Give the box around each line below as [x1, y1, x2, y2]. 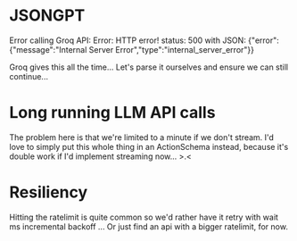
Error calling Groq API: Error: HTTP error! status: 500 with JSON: [9, 35, 247, 46]
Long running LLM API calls [9, 103, 216, 123]
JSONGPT [9, 5, 86, 26]
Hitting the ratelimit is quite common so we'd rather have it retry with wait [9, 212, 279, 222]
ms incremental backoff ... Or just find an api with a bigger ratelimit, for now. [9, 220, 288, 232]
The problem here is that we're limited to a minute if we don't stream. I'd [9, 131, 275, 143]
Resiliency [9, 182, 88, 203]
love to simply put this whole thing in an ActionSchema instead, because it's [9, 141, 289, 152]
